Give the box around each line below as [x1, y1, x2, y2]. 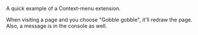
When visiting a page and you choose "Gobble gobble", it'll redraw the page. [6, 16, 193, 23]
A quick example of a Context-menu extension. [6, 5, 121, 12]
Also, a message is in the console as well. [6, 23, 108, 29]
